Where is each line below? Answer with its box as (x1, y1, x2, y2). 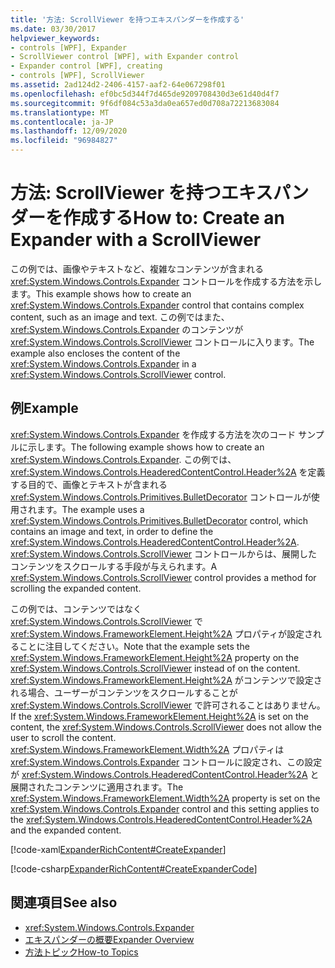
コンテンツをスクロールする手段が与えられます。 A (10, 560, 218, 572)
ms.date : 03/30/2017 (10, 24, 97, 34)
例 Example (10, 400, 79, 417)
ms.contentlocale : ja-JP (10, 117, 114, 127)
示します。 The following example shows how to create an (27, 441, 265, 453)
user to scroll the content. (10, 731, 117, 743)
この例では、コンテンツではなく (10, 602, 142, 615)
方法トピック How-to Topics (24, 946, 139, 958)
